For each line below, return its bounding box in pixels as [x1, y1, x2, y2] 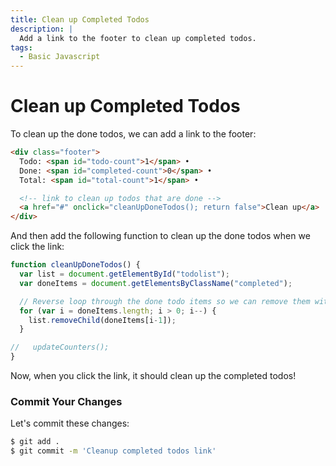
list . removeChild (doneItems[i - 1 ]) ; [28, 315, 177, 325]
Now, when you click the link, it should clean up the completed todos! [10, 370, 297, 382]
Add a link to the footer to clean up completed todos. [19, 33, 257, 43]
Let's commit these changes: [10, 417, 130, 430]
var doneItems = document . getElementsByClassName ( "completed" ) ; [19, 278, 293, 288]
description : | [10, 24, 74, 34]
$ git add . [10, 437, 60, 447]
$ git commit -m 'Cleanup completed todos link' [10, 446, 217, 456]
